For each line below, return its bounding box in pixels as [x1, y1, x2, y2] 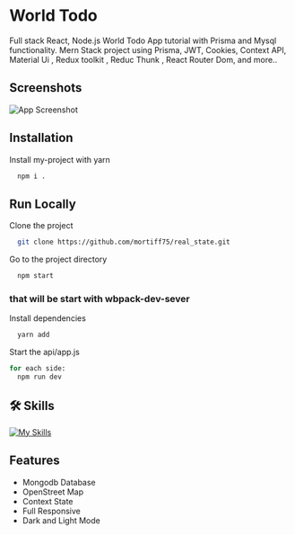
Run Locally [9, 196, 76, 211]
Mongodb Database [22, 477, 96, 487]
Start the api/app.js [9, 347, 81, 358]
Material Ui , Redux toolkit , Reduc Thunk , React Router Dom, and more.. [9, 54, 278, 65]
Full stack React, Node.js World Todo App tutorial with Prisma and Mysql [9, 35, 277, 46]
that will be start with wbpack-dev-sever [9, 292, 190, 305]
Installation [9, 130, 74, 146]
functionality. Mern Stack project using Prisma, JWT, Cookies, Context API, [9, 44, 287, 55]
